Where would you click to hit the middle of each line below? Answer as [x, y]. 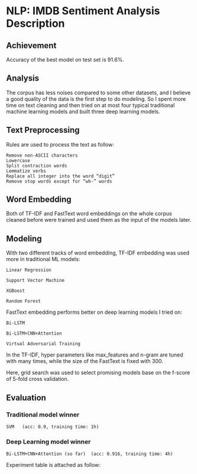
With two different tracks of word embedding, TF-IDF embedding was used [98, 253]
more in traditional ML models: [43, 259]
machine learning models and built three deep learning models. [83, 112]
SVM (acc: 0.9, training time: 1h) [53, 427]
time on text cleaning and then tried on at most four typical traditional [91, 105]
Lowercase [18, 160]
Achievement [31, 45]
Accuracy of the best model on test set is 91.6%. [65, 60]
